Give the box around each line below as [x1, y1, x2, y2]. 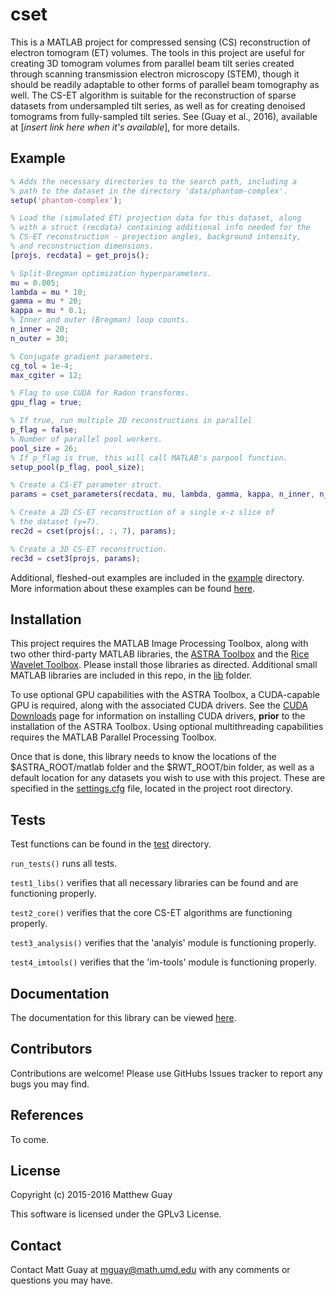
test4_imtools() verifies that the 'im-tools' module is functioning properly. [10, 956, 317, 968]
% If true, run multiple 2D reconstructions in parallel [10, 416, 253, 426]
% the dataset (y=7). [10, 517, 101, 527]
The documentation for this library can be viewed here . [10, 1011, 237, 1023]
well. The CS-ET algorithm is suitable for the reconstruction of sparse [10, 89, 297, 101]
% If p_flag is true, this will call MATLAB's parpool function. [10, 453, 288, 463]
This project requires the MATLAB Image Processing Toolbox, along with [10, 638, 309, 650]
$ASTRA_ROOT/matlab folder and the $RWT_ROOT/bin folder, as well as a [10, 761, 315, 773]
